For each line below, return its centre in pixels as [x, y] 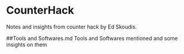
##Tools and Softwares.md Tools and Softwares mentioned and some [92, 38]
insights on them [27, 45]
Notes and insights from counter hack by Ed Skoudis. [72, 27]
